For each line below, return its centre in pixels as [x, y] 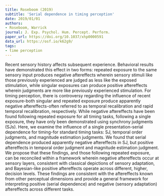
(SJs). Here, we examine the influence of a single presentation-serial [74, 127]
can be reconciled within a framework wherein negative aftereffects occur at [82, 158]
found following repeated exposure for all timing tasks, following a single [78, 116]
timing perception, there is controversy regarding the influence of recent [78, 95]
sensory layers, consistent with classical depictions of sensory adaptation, [80, 163]
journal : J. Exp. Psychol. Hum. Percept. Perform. [58, 32]
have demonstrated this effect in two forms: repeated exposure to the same [81, 69]
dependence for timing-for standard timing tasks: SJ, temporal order [74, 132]
